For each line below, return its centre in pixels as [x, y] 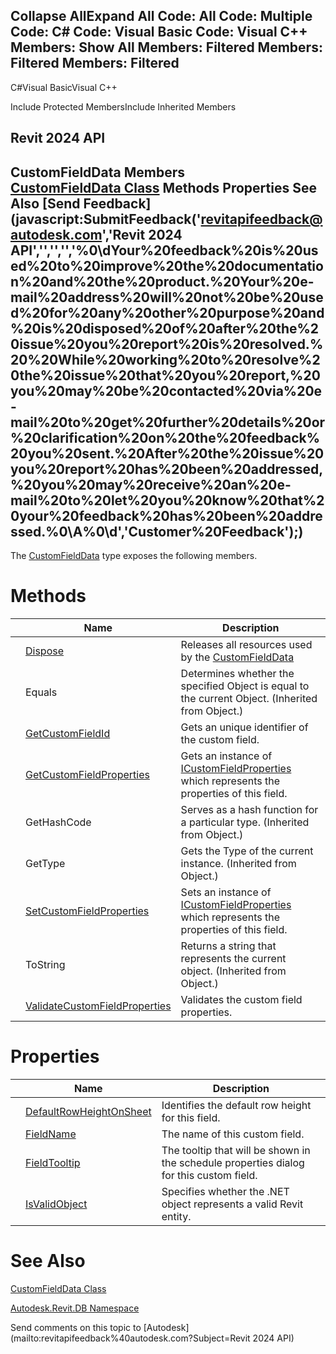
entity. [176, 1216]
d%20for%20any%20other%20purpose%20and [167, 312]
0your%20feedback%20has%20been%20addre [166, 515]
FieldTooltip [53, 1162]
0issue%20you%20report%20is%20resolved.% [167, 344]
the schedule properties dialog [233, 1162]
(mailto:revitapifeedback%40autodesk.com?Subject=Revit [130, 1338]
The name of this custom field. [233, 1134]
